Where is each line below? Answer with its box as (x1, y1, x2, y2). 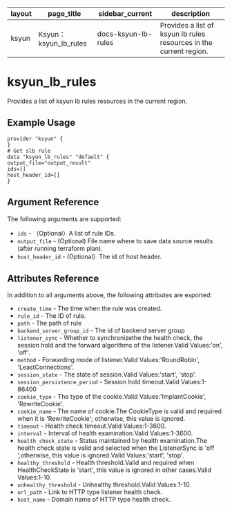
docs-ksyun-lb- (97, 29, 153, 39)
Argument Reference (7, 196, 99, 208)
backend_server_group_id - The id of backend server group (17, 326, 185, 334)
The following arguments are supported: (7, 214, 122, 223)
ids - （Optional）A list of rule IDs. (17, 229, 116, 237)
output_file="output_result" (7, 159, 91, 167)
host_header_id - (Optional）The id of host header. (17, 252, 162, 261)
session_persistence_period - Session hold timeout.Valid (17, 378, 180, 386)
